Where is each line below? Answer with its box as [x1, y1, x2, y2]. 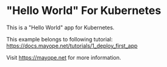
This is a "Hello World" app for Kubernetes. [6, 24, 115, 31]
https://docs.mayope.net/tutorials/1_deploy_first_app [6, 42, 138, 49]
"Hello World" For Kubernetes [6, 4, 162, 18]
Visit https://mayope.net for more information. [6, 54, 121, 61]
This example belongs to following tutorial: [6, 35, 113, 43]
